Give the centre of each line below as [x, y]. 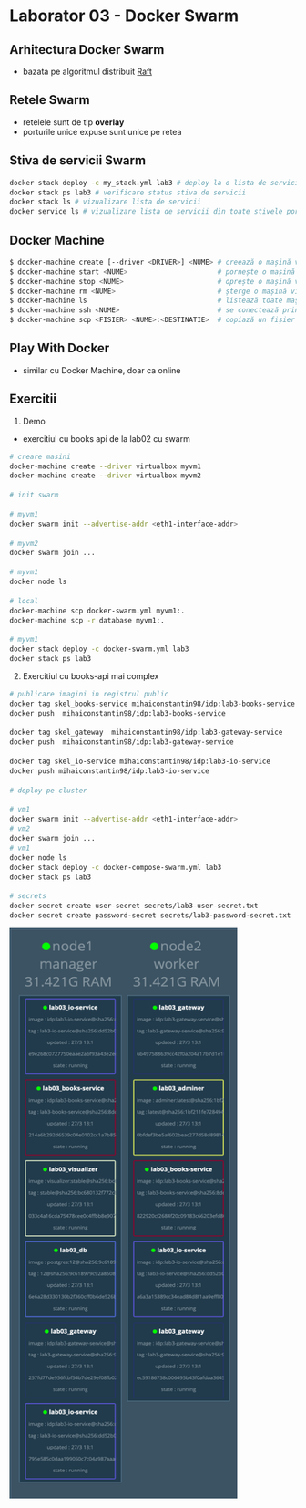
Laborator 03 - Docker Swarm [124, 16]
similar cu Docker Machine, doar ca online [102, 370]
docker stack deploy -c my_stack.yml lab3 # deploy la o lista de [138, 183]
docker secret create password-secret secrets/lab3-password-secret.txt [150, 916]
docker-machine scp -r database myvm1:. [87, 620]
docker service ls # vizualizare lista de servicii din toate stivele [146, 212]
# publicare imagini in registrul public [89, 694]
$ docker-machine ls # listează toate [146, 301]
